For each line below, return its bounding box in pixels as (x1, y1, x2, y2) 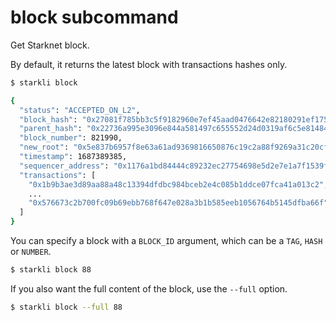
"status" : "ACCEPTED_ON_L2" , (19, 105, 141, 115)
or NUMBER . (10, 246, 52, 258)
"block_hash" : (19, 114, 78, 125)
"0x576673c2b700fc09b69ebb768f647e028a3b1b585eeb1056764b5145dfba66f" (28, 198, 329, 208)
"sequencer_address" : (19, 161, 110, 171)
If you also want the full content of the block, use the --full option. (10, 282, 288, 295)
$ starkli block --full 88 (10, 302, 123, 312)
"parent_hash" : (19, 124, 83, 134)
